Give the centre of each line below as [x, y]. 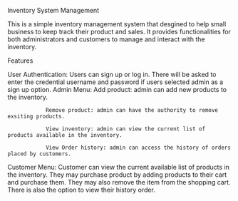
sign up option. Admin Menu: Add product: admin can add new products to [117, 89]
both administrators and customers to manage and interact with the [106, 39]
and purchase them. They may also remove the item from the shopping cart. [119, 182]
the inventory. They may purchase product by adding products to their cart [117, 175]
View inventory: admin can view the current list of [125, 129]
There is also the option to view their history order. [81, 190]
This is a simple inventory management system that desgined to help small [117, 24]
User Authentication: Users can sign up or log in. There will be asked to [112, 74]
